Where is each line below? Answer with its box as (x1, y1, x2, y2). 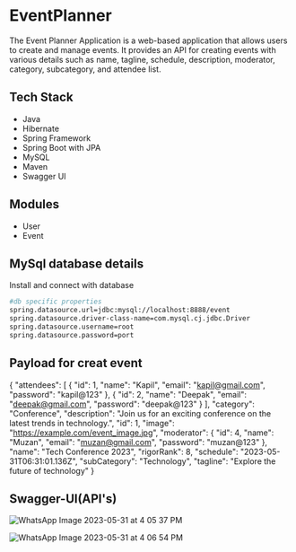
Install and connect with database (9, 280, 135, 291)
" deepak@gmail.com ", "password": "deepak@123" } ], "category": (9, 399, 256, 409)
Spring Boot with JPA (22, 142, 101, 153)
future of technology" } (9, 465, 95, 476)
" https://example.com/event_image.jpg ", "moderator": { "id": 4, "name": (9, 427, 274, 438)
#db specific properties (9, 297, 102, 306)
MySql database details (9, 256, 144, 271)
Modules (9, 197, 60, 212)
